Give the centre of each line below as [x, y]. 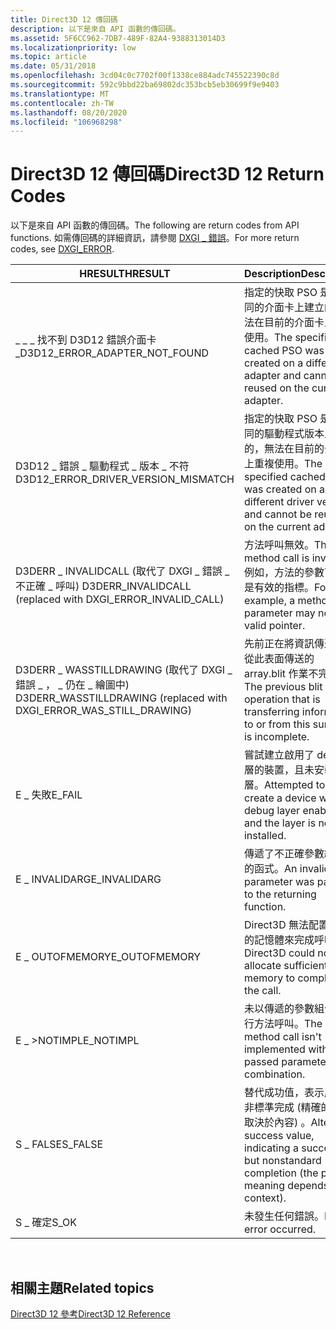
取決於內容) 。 [277, 1123]
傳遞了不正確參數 [284, 854]
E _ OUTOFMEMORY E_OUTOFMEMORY [108, 957]
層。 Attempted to [284, 785]
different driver [279, 502]
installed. [265, 836]
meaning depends [286, 1186]
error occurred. [280, 1229]
